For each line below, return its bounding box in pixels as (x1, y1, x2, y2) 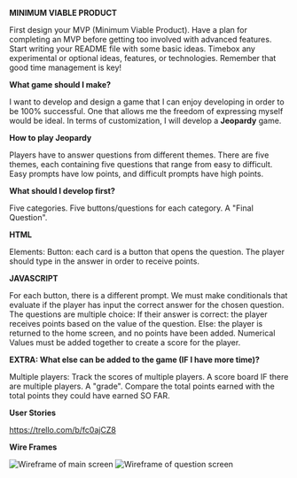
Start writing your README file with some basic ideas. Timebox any (9, 43, 255, 54)
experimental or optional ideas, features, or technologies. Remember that (9, 53, 277, 63)
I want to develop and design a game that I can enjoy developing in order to (9, 96, 285, 107)
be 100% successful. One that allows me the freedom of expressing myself (9, 106, 284, 116)
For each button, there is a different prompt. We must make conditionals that (9, 290, 288, 300)
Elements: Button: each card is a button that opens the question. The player (9, 247, 285, 257)
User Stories (9, 407, 56, 418)
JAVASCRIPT (9, 274, 59, 283)
